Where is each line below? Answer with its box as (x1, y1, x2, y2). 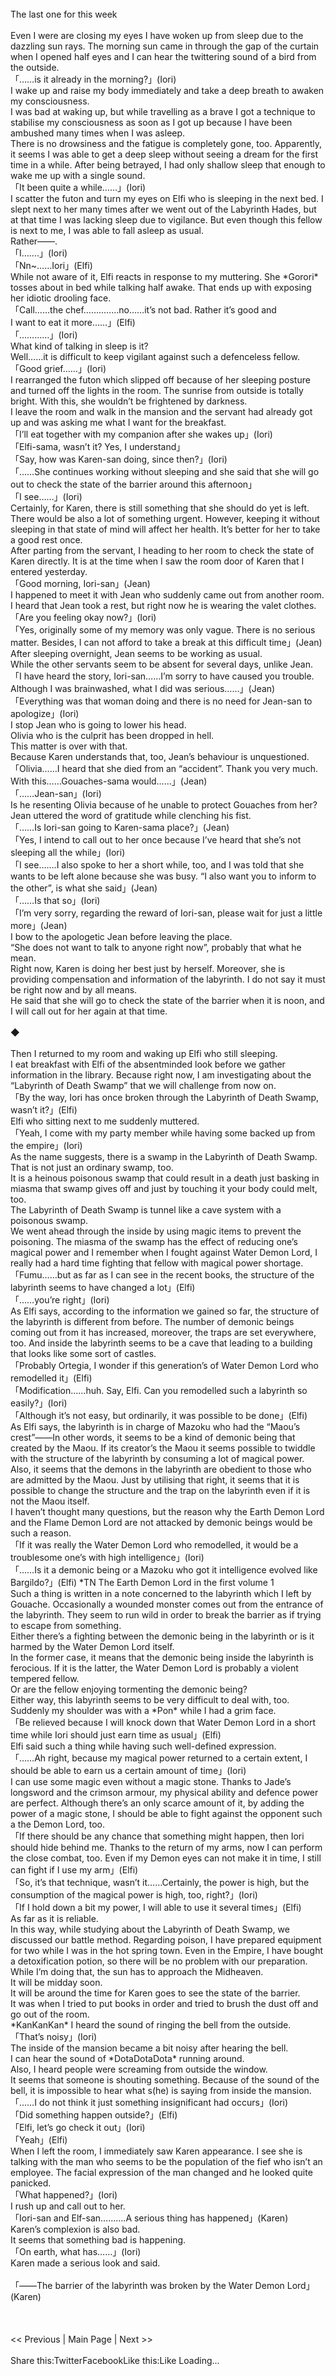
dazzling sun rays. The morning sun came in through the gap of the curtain (10, 40, 320, 52)
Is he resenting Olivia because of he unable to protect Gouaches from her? (10, 799, 318, 811)
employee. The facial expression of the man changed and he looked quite (10, 2167, 313, 2178)
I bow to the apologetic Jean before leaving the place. (10, 931, 233, 942)
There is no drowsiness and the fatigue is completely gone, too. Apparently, (10, 138, 322, 149)
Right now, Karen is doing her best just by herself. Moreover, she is (10, 963, 286, 974)
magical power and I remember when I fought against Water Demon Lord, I (10, 1247, 318, 1258)
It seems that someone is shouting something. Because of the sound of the (10, 2074, 320, 2086)
